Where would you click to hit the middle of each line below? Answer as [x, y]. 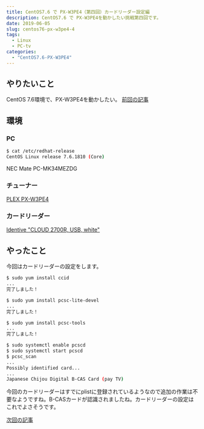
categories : [21, 52]
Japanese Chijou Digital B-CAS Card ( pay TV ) [65, 380]
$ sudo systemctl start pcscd [45, 351]
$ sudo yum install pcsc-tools [46, 323]
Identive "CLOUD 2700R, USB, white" [53, 230]
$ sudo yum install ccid [38, 278]
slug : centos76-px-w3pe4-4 [40, 29]
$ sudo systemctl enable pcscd [46, 345]
